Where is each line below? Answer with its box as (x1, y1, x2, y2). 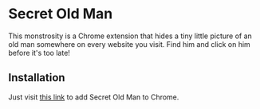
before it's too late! (8, 48, 70, 57)
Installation (8, 71, 65, 84)
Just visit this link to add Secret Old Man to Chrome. (8, 92, 179, 102)
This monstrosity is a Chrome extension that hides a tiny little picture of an (8, 31, 253, 41)
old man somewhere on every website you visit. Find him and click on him (8, 39, 251, 49)
